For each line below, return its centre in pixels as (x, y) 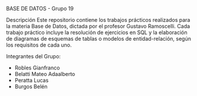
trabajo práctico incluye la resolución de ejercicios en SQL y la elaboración (97, 32)
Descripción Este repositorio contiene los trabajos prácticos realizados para (98, 20)
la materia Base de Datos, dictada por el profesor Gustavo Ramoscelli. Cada (98, 26)
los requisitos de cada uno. (39, 45)
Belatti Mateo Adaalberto (45, 74)
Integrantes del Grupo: (33, 56)
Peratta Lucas (32, 80)
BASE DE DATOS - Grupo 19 (40, 9)
